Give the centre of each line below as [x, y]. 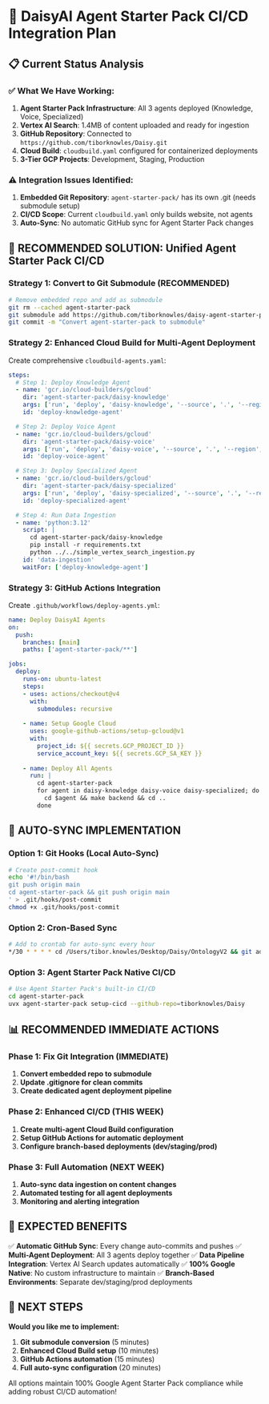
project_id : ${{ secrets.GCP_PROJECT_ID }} [110, 746]
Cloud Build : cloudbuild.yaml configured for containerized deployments [139, 151]
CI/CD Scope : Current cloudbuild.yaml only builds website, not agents [137, 215]
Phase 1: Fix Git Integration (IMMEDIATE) [88, 1056]
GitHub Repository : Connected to [76, 133]
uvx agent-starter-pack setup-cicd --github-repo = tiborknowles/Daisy [127, 1004]
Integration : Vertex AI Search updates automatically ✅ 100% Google [122, 1264]
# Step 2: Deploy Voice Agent [66, 426]
